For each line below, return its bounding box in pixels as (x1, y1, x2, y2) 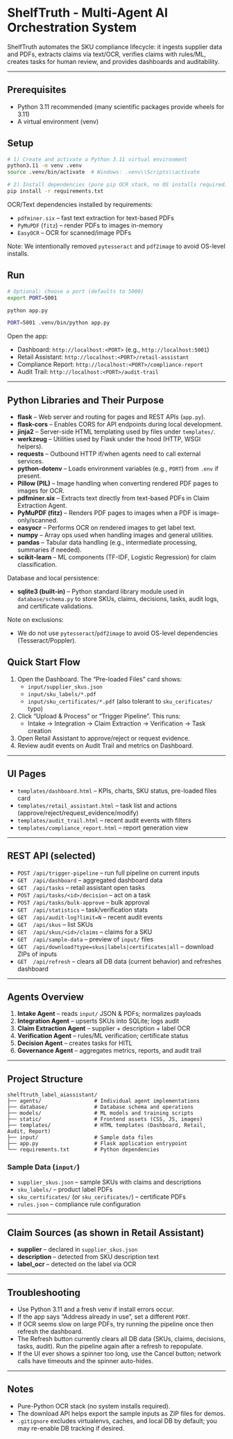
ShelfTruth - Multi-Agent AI (7, 5, 169, 21)
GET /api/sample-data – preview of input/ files (17, 935, 154, 943)
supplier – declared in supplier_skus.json (17, 1245, 138, 1253)
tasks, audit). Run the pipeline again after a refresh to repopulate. (17, 1342, 203, 1351)
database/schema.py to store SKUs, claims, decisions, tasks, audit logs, (17, 595, 219, 603)
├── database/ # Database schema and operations (7, 1103, 194, 1111)
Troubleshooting (7, 1287, 81, 1299)
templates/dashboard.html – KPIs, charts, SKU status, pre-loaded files (17, 787, 217, 795)
